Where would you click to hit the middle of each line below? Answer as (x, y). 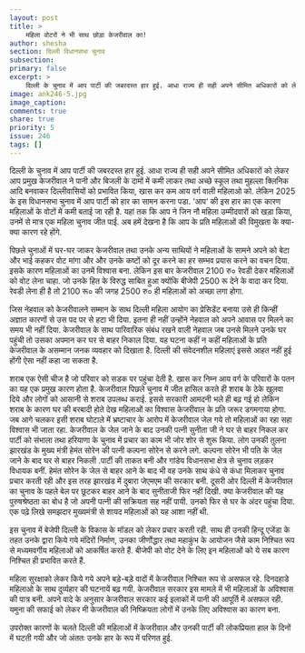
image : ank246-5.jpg (49, 94)
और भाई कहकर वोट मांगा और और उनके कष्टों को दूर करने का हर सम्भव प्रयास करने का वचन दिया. (150, 260)
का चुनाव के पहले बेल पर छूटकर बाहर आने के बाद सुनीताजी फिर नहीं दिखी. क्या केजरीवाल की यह (147, 491)
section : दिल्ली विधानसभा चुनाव (58, 52)
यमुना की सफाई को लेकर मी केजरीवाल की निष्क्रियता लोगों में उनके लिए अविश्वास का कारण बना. (145, 609)
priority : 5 (32, 128)
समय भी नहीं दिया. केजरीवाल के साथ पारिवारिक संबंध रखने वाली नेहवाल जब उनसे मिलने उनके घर (148, 329)
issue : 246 (30, 136)
